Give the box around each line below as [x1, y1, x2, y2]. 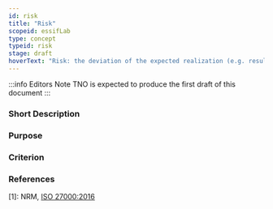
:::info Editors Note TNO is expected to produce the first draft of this [8, 79, 236, 89]
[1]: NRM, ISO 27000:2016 [8, 191, 95, 201]
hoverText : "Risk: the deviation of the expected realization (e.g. [8, 58, 245, 66]
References [8, 173, 55, 185]
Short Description [8, 108, 80, 119]
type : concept [8, 34, 57, 43]
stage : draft [8, 49, 53, 58]
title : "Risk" [8, 19, 57, 28]
